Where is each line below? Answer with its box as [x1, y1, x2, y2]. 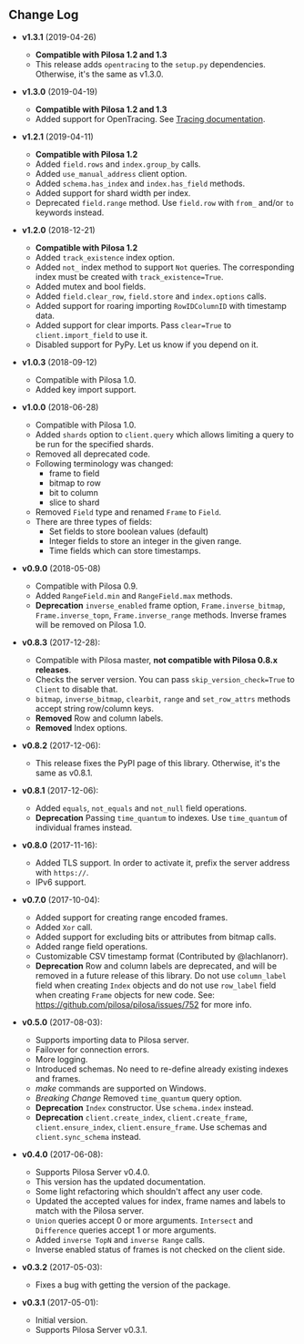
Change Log [8, 7, 79, 23]
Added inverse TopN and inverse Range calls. [35, 1234, 206, 1245]
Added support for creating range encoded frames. [35, 911, 228, 923]
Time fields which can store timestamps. [48, 545, 201, 556]
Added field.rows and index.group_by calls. [35, 159, 201, 169]
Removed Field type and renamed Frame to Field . [35, 506, 222, 518]
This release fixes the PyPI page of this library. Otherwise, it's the [35, 757, 281, 768]
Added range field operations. [35, 940, 148, 951]
